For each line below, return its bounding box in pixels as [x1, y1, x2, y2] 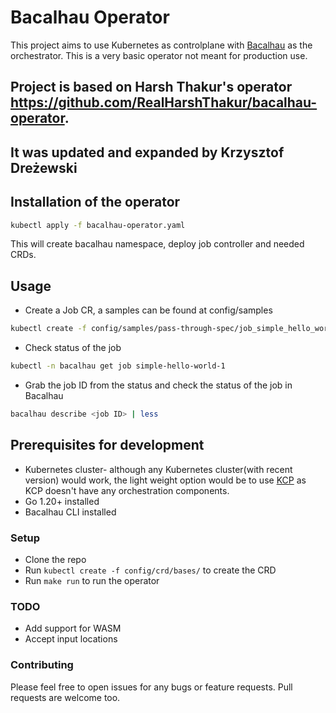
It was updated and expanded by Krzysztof [10, 144, 285, 161]
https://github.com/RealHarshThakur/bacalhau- [10, 94, 318, 111]
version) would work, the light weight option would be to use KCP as [24, 474, 307, 486]
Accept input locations [24, 633, 118, 645]
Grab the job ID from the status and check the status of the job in [24, 379, 293, 391]
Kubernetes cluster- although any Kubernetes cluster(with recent [24, 463, 293, 475]
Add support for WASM [24, 622, 122, 635]
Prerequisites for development [10, 437, 205, 454]
